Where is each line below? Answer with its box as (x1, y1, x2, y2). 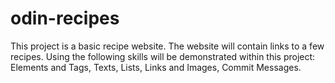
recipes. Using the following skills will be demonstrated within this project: (10, 50, 316, 62)
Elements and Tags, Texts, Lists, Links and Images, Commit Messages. (10, 61, 302, 73)
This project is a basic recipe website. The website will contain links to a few (10, 40, 325, 52)
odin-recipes (10, 7, 120, 30)
